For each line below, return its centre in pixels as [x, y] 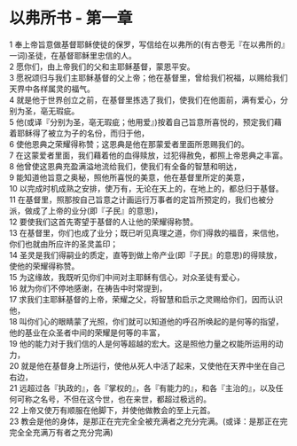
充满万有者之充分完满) [73, 432]
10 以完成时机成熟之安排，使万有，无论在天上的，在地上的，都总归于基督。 [146, 188]
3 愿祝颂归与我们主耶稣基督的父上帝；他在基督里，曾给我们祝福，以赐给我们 [148, 77]
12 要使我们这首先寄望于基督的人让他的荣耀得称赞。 [104, 222]
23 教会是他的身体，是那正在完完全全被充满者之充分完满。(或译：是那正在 [145, 421]
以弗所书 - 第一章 [71, 18]
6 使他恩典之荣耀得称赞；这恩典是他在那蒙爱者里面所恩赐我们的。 [129, 144]
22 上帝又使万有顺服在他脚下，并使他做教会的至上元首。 [112, 410]
